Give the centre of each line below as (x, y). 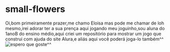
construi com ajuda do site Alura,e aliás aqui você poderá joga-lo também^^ (84, 39)
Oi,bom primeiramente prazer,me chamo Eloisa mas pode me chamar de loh (85, 23)
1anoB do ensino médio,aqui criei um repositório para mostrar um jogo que (83, 33)
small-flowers (35, 9)
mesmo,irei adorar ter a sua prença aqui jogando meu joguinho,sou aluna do (85, 28)
